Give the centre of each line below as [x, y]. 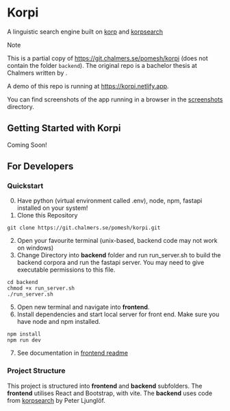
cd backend [23, 283]
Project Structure [36, 371]
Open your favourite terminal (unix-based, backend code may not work [117, 241]
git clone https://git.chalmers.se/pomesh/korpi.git [84, 228]
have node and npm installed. [59, 322]
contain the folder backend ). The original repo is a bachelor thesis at [102, 65]
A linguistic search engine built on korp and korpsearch [85, 32]
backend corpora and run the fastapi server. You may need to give [111, 263]
